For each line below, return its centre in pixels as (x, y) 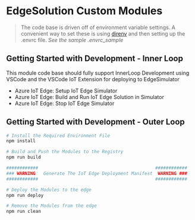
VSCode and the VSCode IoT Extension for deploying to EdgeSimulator (93, 79)
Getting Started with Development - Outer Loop (96, 122)
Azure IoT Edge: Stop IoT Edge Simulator (65, 103)
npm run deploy (25, 195)
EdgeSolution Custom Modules (84, 11)
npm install (21, 141)
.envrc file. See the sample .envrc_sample (72, 40)
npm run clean (24, 212)
